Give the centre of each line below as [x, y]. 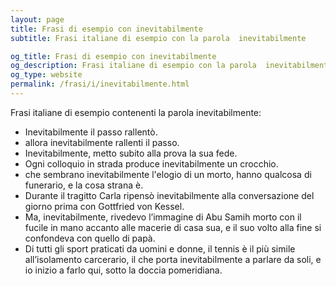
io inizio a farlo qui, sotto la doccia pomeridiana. [123, 270]
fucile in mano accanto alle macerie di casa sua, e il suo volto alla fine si [173, 227]
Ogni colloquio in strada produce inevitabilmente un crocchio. [151, 163]
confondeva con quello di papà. [90, 238]
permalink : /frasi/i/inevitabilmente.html [100, 84]
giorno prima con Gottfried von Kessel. [104, 206]
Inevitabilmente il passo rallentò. [91, 132]
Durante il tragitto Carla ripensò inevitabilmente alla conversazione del [169, 195]
